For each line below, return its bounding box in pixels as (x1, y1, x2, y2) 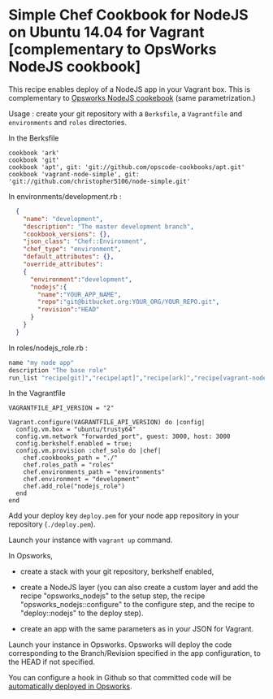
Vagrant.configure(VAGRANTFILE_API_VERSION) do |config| (8, 419, 206, 427)
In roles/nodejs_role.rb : (8, 343, 88, 353)
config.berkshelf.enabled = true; (15, 440, 132, 448)
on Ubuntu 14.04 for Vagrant (8, 23, 205, 41)
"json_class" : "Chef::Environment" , (23, 237, 148, 245)
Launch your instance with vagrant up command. (8, 535, 173, 545)
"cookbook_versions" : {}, (23, 230, 111, 238)
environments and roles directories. (8, 117, 128, 127)
